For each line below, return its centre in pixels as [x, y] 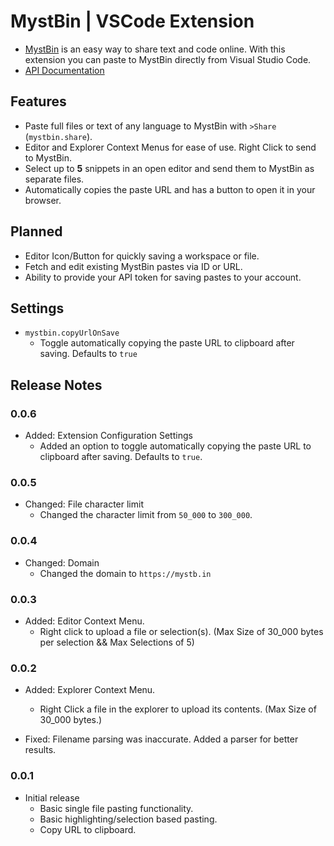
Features [38, 101]
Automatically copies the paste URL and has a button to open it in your [170, 189]
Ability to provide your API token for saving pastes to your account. [163, 277]
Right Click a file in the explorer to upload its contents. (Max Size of [178, 709]
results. [40, 750]
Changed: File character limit [84, 504]
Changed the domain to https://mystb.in [125, 573]
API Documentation [64, 70]
